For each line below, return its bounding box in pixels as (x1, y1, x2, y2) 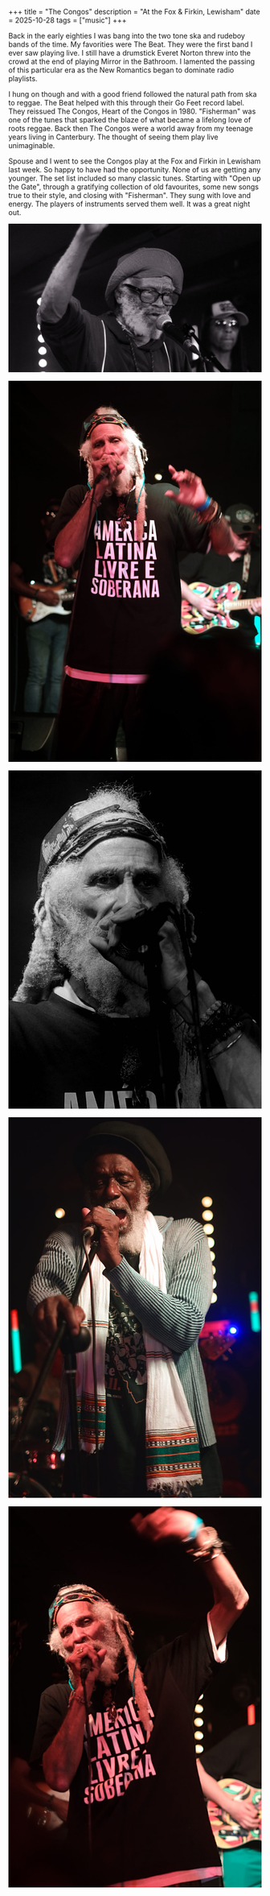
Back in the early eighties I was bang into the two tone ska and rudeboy (8, 31, 245, 40)
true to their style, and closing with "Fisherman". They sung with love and (8, 191, 252, 200)
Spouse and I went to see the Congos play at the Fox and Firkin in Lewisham (8, 156, 261, 166)
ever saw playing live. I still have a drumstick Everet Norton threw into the (8, 48, 252, 57)
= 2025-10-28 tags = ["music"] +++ (8, 15, 127, 25)
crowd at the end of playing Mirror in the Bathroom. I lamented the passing (8, 56, 256, 66)
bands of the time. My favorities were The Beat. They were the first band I (8, 39, 253, 49)
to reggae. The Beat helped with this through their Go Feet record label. (8, 98, 245, 107)
